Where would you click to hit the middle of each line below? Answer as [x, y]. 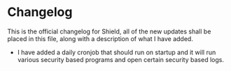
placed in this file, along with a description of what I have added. [100, 38]
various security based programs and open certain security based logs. [120, 59]
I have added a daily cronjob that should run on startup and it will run [117, 52]
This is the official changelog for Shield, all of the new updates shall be [109, 31]
